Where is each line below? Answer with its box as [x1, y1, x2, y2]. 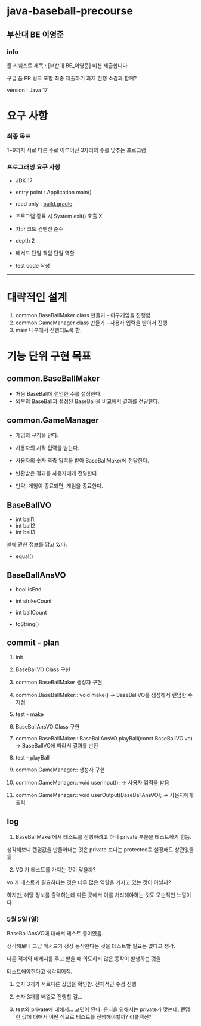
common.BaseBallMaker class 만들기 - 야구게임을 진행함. [15, 311, 152, 318]
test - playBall [15, 754, 50, 761]
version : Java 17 [7, 86, 48, 94]
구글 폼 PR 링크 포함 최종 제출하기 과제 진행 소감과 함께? [7, 75, 137, 82]
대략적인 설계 [7, 290, 67, 304]
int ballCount [15, 609, 47, 616]
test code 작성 [15, 262, 50, 269]
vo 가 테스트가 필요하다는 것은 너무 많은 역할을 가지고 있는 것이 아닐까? [7, 878, 171, 886]
